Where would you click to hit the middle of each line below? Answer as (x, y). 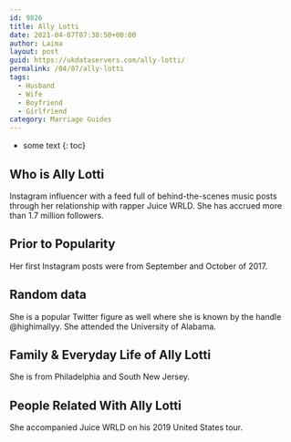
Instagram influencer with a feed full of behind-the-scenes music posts (143, 196)
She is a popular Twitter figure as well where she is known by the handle (145, 316)
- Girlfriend (42, 111)
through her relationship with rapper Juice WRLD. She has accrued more (146, 205)
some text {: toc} (54, 146)
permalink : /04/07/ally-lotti (67, 69)
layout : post (34, 52)
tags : (20, 77)
